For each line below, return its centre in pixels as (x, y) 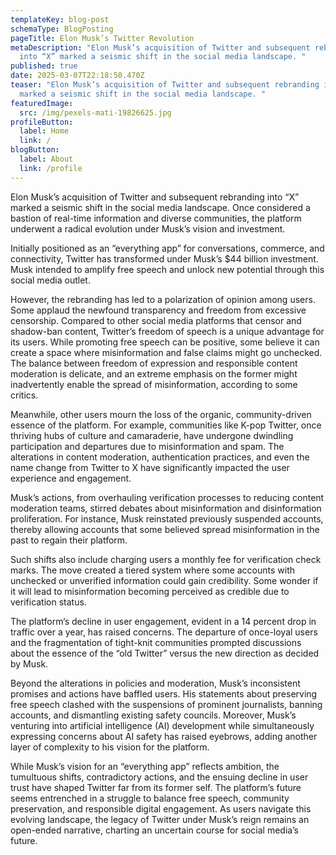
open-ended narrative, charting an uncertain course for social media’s (154, 830)
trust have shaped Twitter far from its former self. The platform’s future (156, 787)
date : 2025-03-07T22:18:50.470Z (77, 76)
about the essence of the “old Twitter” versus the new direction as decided (165, 653)
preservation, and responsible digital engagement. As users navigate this (161, 808)
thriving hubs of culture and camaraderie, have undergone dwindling (152, 435)
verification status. (48, 602)
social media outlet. (50, 280)
